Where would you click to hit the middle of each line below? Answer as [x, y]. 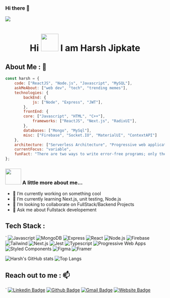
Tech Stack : [25, 226]
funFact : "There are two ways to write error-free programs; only [86, 154]
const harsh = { [22, 79]
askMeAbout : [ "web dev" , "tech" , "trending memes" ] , [71, 88]
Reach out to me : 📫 [38, 275]
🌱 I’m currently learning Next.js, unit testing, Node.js [67, 199]
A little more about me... [52, 182]
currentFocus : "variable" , [43, 149]
